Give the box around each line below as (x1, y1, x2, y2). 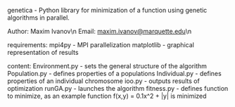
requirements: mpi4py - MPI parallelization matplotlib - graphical (7, 41, 195, 49)
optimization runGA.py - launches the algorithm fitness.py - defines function (7, 84, 229, 92)
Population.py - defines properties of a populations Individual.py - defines (7, 70, 222, 77)
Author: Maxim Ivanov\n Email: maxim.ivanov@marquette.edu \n (7, 27, 192, 35)
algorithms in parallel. (7, 13, 70, 22)
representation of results (7, 49, 79, 56)
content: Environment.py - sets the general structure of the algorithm (7, 62, 208, 70)
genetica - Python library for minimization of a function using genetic (7, 6, 208, 14)
